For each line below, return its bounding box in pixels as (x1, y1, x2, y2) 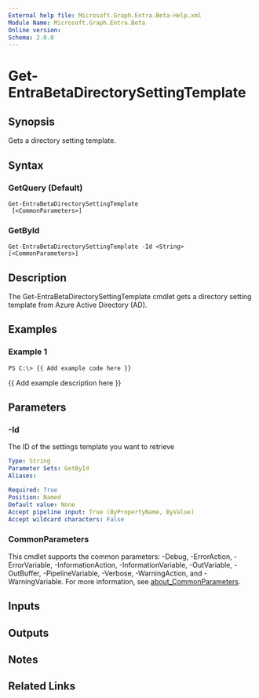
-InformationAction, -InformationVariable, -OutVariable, (54, 560, 233, 569)
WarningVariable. (8, 576, 64, 586)
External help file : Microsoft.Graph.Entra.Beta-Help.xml (8, 11, 202, 20)
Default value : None (8, 500, 76, 509)
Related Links (8, 680, 76, 693)
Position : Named (8, 493, 61, 501)
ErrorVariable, (8, 560, 53, 569)
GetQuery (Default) (8, 182, 83, 193)
